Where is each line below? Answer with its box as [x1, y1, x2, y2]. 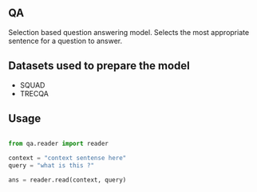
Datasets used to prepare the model [8, 59, 190, 72]
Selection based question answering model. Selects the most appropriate [8, 27, 250, 37]
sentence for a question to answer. [8, 36, 123, 45]
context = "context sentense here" [8, 155, 127, 163]
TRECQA [19, 88, 49, 98]
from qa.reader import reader [8, 139, 109, 148]
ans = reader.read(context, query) [8, 176, 127, 184]
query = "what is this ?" [8, 162, 94, 170]
